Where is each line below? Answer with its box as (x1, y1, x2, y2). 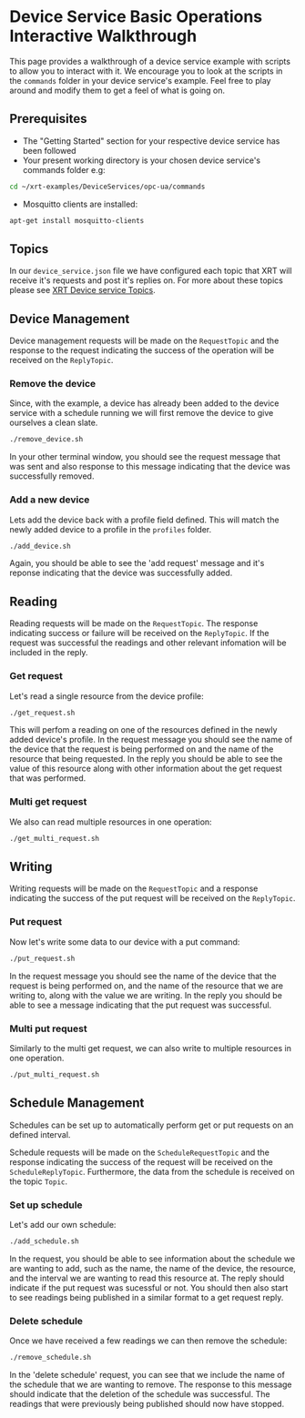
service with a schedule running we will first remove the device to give (9, 408, 274, 419)
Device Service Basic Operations (9, 6, 263, 27)
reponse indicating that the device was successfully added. (9, 567, 233, 579)
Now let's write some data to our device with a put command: (9, 936, 240, 947)
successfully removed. (9, 471, 95, 481)
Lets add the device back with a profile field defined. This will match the (9, 514, 280, 525)
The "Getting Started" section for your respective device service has (22, 135, 280, 147)
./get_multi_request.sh (9, 834, 100, 843)
